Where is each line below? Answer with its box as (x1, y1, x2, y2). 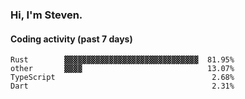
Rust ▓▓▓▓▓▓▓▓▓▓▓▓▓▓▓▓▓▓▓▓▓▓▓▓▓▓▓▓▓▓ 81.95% (10, 55, 235, 65)
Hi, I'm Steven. (10, 8, 83, 22)
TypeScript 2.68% (10, 73, 235, 83)
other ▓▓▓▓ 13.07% (10, 64, 235, 74)
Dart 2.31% (10, 81, 235, 92)
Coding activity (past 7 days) (10, 33, 133, 45)
